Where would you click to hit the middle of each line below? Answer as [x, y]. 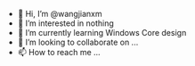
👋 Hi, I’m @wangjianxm [60, 14]
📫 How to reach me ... [59, 52]
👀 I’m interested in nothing [65, 23]
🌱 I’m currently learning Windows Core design [102, 33]
